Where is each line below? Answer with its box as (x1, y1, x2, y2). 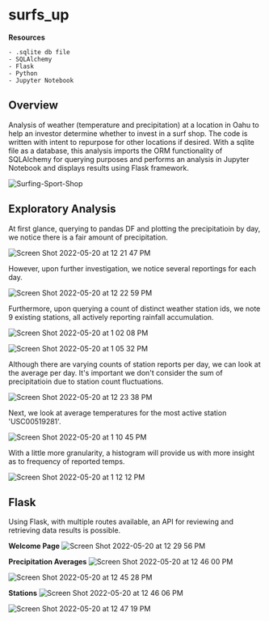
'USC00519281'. (8, 416, 62, 426)
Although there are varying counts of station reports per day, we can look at (8, 359, 261, 369)
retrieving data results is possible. (8, 525, 121, 535)
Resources (8, 32, 46, 42)
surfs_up (8, 6, 69, 24)
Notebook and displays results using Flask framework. (8, 163, 190, 172)
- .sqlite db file (8, 48, 70, 56)
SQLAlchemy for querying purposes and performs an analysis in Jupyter (8, 154, 250, 164)
